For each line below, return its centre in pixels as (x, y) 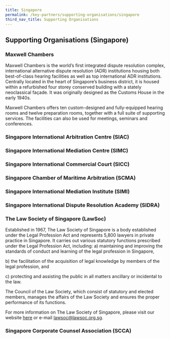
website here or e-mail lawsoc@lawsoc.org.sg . (54, 317)
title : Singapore (24, 10)
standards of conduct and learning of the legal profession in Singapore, (80, 251)
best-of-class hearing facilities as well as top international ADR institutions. (84, 76)
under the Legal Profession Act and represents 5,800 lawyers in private (80, 235)
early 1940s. (18, 98)
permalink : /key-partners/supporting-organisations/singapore (72, 15)
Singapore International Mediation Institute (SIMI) (67, 191)
